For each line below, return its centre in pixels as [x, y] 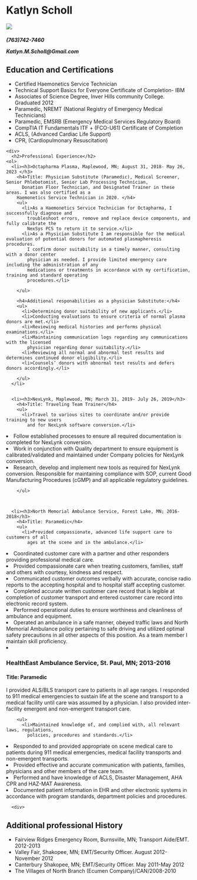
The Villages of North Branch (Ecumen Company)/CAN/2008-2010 [95, 871]
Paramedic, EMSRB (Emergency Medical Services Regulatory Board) [98, 122]
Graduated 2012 [34, 103]
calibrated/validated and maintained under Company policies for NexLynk [95, 455]
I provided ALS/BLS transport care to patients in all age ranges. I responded [98, 690]
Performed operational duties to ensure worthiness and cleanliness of [98, 610]
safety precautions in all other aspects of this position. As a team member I [97, 635]
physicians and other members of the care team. [65, 771]
